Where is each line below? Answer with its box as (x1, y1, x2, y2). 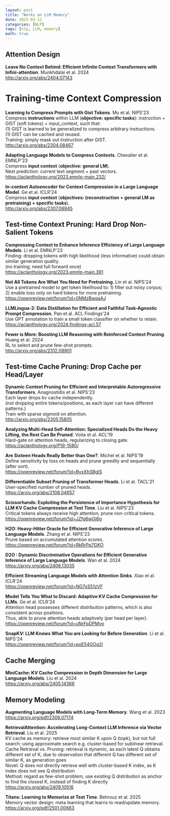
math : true (5, 31, 29, 36)
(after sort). (5, 463, 30, 469)
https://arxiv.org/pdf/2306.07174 (5, 714, 74, 720)
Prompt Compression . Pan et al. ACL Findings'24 (5, 310, 110, 316)
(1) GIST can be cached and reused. (5, 131, 81, 137)
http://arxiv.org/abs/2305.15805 (5, 416, 72, 422)
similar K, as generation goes (5, 757, 66, 763)
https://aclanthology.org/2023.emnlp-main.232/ (5, 173, 106, 179)
